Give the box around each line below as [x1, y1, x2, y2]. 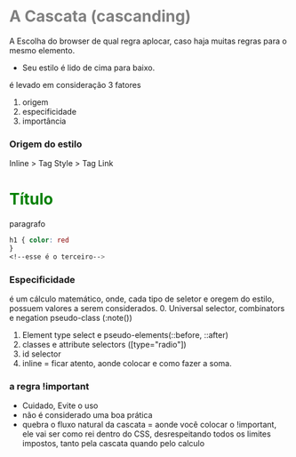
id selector [21, 349, 61, 359]
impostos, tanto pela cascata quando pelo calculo [21, 438, 205, 449]
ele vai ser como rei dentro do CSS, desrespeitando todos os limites [21, 429, 271, 439]
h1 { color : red [9, 236, 69, 245]
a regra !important [9, 381, 90, 393]
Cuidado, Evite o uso [21, 400, 99, 411]
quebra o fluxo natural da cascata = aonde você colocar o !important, [21, 420, 277, 430]
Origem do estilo [9, 138, 83, 150]
